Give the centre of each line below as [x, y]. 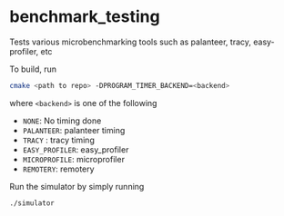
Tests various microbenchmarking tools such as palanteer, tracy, [131, 42]
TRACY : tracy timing [59, 140]
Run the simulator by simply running [77, 186]
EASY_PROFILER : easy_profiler [76, 149]
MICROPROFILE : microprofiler [74, 159]
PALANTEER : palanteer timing [74, 130]
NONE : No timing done [62, 121]
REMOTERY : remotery [58, 169]
